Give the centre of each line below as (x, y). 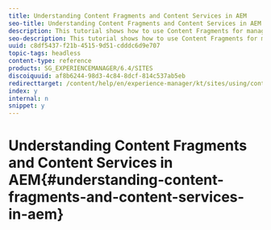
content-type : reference (50, 61)
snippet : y (27, 106)
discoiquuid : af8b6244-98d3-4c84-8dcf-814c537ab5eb (97, 76)
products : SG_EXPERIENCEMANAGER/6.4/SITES (81, 69)
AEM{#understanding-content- (116, 180)
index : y (23, 91)
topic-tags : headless (45, 53)
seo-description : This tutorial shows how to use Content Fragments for (133, 38)
